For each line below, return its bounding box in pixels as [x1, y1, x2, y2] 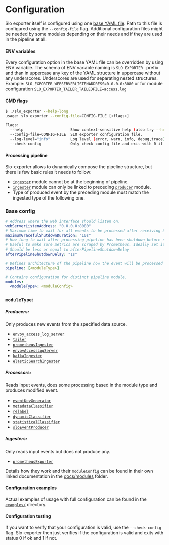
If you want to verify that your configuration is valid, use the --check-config [5, 524, 162, 530]
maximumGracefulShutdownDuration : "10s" [5, 233, 92, 238]
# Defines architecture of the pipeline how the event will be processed [5, 261, 163, 266]
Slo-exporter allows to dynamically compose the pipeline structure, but [5, 163, 152, 170]
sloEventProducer [12, 425, 49, 430]
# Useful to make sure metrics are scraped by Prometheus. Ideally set [5, 242, 158, 247]
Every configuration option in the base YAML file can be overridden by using [5, 59, 163, 65]
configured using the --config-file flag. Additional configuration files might [5, 25, 163, 31]
